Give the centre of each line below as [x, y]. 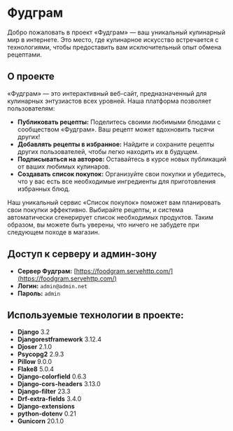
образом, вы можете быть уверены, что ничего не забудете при [103, 225]
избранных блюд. [44, 189]
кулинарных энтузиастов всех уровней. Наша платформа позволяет [110, 101]
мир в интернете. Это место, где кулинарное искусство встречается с [113, 39]
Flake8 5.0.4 [36, 369]
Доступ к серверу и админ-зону [82, 254]
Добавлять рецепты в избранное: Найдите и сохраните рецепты [116, 144]
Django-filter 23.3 [44, 391]
